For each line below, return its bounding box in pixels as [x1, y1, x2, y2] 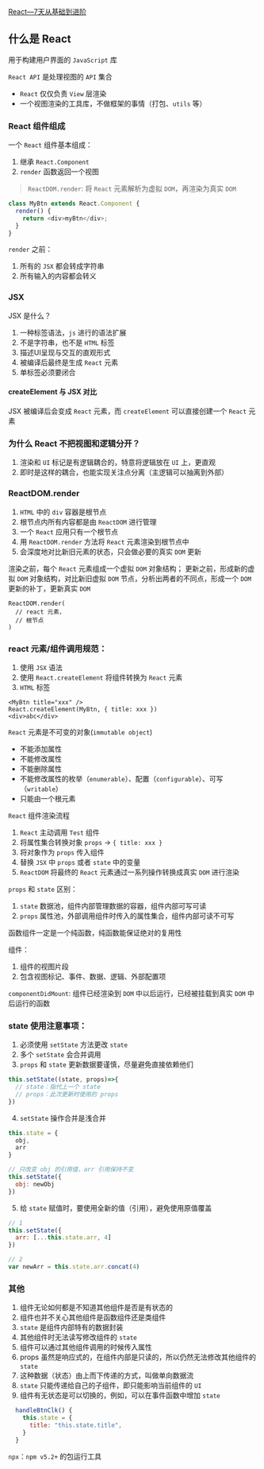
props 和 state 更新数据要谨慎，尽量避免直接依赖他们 [19, 1060, 194, 1069]
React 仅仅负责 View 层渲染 [19, 88, 107, 98]
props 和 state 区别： [8, 884, 78, 893]
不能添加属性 [19, 744, 62, 754]
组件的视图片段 [19, 961, 69, 971]
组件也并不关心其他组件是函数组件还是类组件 [19, 1312, 166, 1322]
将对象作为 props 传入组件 [19, 847, 105, 857]
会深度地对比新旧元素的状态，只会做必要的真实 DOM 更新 [19, 547, 202, 556]
